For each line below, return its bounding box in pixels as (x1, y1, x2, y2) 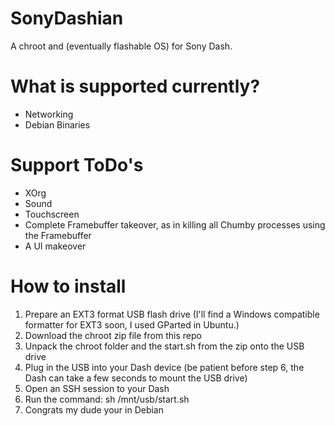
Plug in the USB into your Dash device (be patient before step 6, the (24, 361, 305, 373)
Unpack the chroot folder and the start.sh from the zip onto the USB (24, 340, 305, 352)
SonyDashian (10, 7, 124, 30)
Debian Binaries (24, 118, 91, 131)
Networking (24, 108, 74, 120)
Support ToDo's (10, 154, 144, 177)
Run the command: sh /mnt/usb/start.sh (24, 393, 190, 405)
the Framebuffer (24, 229, 92, 241)
